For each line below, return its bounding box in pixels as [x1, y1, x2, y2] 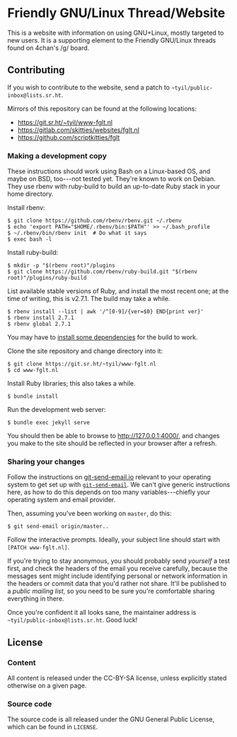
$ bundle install [7, 393, 59, 400]
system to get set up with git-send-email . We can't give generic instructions [7, 481, 231, 489]
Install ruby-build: [7, 249, 59, 257]
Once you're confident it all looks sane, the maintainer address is [7, 608, 197, 617]
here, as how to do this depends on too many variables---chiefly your [7, 488, 211, 496]
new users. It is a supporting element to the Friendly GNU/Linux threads [7, 36, 216, 44]
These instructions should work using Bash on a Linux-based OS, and [7, 167, 211, 175]
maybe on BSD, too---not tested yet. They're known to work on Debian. [7, 175, 216, 183]
